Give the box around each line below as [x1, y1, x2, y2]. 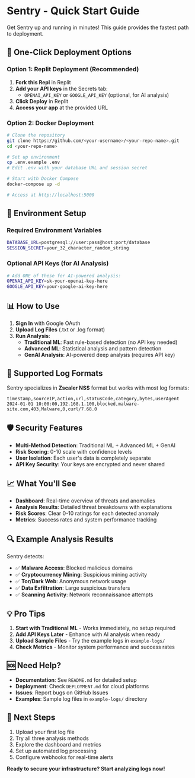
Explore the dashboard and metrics [15, 741, 101, 748]
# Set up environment [7, 154, 60, 160]
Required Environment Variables [7, 226, 102, 235]
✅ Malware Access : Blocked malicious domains [15, 564, 133, 571]
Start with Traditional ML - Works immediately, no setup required [15, 625, 176, 632]
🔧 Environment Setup [7, 208, 87, 219]
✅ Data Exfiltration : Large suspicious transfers [15, 584, 130, 592]
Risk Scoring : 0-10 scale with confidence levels [15, 448, 132, 455]
